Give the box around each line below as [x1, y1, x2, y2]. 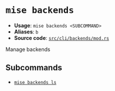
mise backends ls [13, 79, 57, 85]
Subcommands [5, 63, 62, 73]
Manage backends [5, 46, 50, 53]
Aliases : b [13, 28, 39, 35]
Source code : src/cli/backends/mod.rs [13, 34, 110, 41]
